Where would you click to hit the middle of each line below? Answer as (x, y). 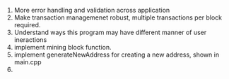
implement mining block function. (63, 47)
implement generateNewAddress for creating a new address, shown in (117, 55)
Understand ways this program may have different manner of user (110, 32)
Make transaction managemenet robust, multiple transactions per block (118, 17)
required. (27, 25)
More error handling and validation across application (92, 10)
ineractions (30, 40)
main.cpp (28, 62)
